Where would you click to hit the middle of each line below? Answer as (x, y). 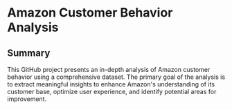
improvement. (27, 99)
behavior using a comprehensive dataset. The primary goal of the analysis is (116, 77)
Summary (29, 53)
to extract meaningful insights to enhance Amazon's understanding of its (111, 84)
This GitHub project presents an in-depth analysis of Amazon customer (109, 70)
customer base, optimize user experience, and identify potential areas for (112, 92)
